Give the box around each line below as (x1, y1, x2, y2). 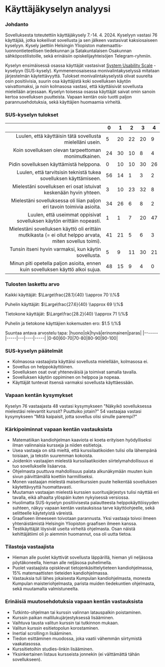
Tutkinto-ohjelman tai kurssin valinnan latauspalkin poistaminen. (12, 609, 142, 615)
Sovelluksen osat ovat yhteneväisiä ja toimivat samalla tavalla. (12, 369, 137, 375)
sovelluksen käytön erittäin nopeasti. (17, 217, 102, 224)
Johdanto (5, 21, 28, 28)
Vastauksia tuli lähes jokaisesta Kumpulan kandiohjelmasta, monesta (12, 576, 151, 581)
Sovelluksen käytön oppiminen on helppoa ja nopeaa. (12, 374, 121, 380)
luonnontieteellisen (5, 48, 44, 54)
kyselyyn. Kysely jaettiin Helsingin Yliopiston (5, 43, 95, 49)
